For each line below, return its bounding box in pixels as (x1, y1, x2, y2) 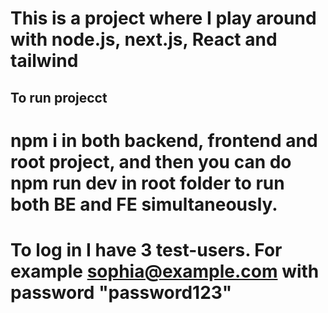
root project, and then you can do (10, 150, 292, 173)
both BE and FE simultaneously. (10, 193, 278, 216)
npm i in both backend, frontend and (10, 129, 318, 152)
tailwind (10, 50, 79, 72)
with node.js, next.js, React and (10, 28, 278, 51)
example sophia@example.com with (10, 260, 320, 282)
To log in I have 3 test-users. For (10, 238, 283, 261)
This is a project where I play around (10, 7, 317, 30)
